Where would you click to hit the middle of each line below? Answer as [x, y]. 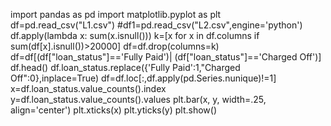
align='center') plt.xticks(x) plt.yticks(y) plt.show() [114, 110]
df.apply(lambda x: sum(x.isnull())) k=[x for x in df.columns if [135, 35]
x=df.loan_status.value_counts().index [88, 88]
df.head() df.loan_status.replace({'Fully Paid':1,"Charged [125, 67]
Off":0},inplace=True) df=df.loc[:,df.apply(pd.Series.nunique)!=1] [143, 78]
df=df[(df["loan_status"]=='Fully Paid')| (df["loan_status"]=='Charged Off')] [166, 57]
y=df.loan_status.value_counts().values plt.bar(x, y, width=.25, [138, 99]
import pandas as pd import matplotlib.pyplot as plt [116, 14]
